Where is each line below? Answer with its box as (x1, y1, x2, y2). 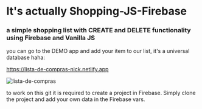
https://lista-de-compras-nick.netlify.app (6, 66, 109, 73)
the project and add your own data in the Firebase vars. (6, 96, 145, 103)
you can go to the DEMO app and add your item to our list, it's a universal (6, 47, 190, 55)
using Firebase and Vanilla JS (6, 33, 96, 42)
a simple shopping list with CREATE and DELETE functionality (6, 26, 191, 35)
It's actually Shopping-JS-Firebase (6, 4, 187, 18)
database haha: (6, 54, 46, 62)
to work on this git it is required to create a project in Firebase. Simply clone (6, 90, 196, 97)
